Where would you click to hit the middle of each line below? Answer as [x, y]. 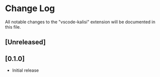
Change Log [30, 8]
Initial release [25, 70]
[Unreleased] [26, 42]
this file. [13, 27]
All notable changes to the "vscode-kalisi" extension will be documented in [80, 22]
